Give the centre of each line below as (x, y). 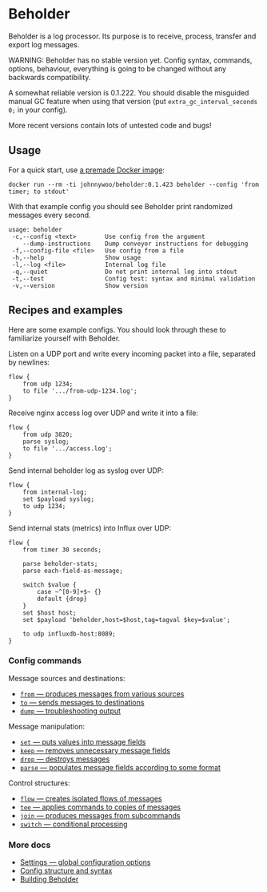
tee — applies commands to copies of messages (100, 807)
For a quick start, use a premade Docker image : (87, 170)
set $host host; (50, 613)
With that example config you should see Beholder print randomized (121, 206)
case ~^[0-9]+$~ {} (70, 591)
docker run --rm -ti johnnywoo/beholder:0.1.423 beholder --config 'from (134, 184)
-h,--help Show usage (76, 257)
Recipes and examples (66, 311)
